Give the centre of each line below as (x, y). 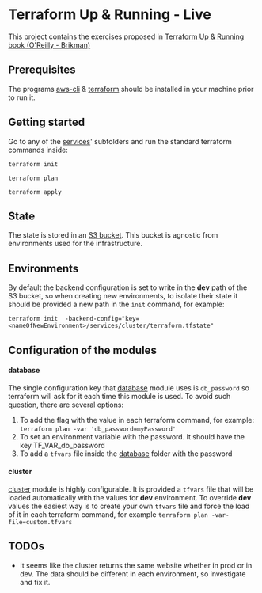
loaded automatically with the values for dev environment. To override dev (130, 497)
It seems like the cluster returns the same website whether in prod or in (136, 565)
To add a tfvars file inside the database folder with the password (126, 454)
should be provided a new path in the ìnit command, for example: (116, 304)
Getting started (47, 122)
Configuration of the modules (82, 350)
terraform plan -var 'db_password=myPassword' (98, 429)
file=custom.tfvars (40, 522)
